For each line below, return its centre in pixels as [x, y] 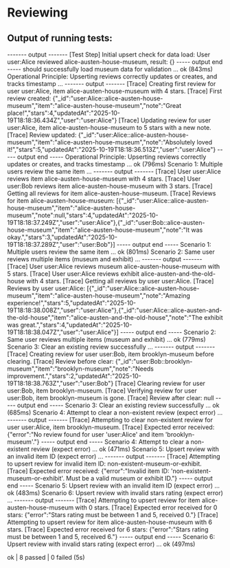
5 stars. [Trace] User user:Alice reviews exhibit [73, 274]
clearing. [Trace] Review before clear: [61, 361]
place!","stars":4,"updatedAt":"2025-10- [64, 113]
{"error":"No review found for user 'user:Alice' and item [85, 434]
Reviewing [38, 13]
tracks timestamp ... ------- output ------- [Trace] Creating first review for [112, 84]
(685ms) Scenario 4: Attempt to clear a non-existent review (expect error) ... [115, 413]
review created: [29, 98]
